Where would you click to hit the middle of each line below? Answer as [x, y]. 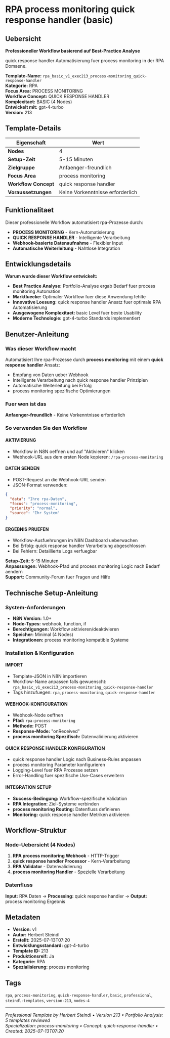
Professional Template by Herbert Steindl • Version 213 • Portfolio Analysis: [84, 1015]
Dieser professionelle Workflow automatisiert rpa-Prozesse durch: [74, 222]
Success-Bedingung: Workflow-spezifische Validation [70, 798]
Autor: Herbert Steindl [36, 935]
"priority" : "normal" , [34, 508]
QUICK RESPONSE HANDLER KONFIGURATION [55, 748]
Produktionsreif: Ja [33, 956]
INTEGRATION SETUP [28, 787]
